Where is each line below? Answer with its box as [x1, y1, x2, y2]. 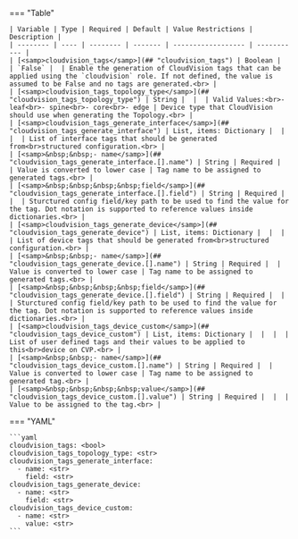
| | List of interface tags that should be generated [9, 134, 218, 143]
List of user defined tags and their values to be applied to [9, 338, 245, 347]
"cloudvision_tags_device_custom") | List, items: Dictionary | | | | [9, 330, 290, 339]
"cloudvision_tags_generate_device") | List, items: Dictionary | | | [9, 228, 286, 237]
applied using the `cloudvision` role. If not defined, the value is [9, 72, 274, 80]
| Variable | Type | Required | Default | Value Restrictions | [9, 25, 253, 34]
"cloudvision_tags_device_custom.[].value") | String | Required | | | [9, 392, 290, 401]
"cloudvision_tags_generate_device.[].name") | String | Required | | [9, 259, 281, 268]
